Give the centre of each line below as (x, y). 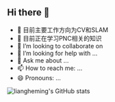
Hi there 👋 (28, 13)
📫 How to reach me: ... (50, 68)
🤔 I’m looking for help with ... (57, 53)
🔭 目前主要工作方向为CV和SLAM (63, 30)
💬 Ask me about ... (43, 60)
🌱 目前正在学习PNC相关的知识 (59, 38)
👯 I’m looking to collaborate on (60, 46)
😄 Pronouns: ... (39, 78)
